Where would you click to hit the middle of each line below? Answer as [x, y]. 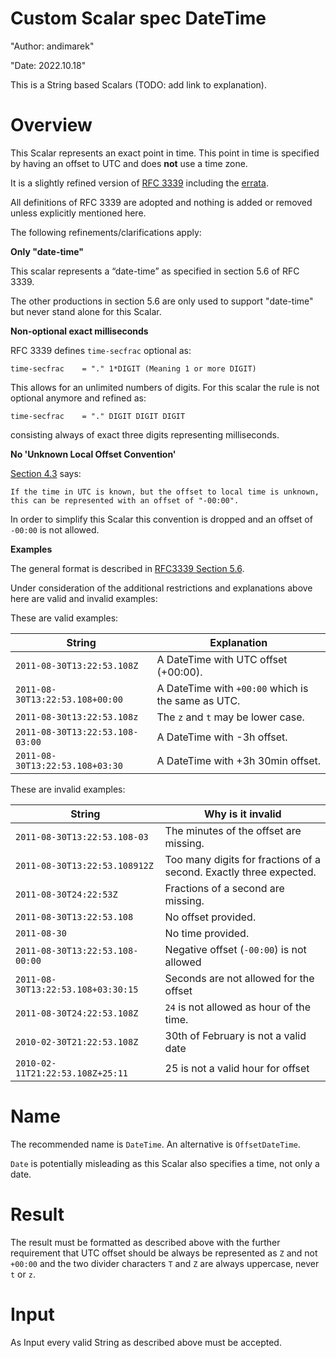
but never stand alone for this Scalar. [86, 311]
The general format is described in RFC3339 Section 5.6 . [127, 568]
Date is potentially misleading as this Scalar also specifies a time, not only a [165, 1163]
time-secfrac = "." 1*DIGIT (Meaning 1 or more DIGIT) [133, 368]
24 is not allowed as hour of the [238, 1007]
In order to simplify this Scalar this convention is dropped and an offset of [161, 519]
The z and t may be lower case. [230, 717]
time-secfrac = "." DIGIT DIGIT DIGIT [98, 416]
